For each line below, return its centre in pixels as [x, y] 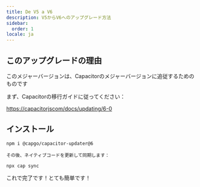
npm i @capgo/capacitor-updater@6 [50, 143]
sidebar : [17, 23]
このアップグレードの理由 [54, 60]
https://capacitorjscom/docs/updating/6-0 [59, 108]
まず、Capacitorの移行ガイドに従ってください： [66, 96]
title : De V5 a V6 [29, 12]
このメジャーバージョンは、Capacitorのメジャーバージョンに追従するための [100, 76]
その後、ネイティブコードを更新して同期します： [58, 155]
